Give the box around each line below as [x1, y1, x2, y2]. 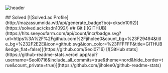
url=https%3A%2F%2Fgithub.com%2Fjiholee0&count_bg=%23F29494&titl [5, 35, 161, 41]
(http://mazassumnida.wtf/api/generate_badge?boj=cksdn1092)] [5, 20, 139, 25]
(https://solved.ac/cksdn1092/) [5, 25, 69, 31]
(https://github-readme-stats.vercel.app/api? [5, 51, 98, 57]
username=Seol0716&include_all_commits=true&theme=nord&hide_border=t [5, 57, 163, 62]
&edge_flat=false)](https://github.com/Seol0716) [5, 46, 105, 52]
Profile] [53, 14, 69, 20]
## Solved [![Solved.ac [5, 14, 53, 20]
